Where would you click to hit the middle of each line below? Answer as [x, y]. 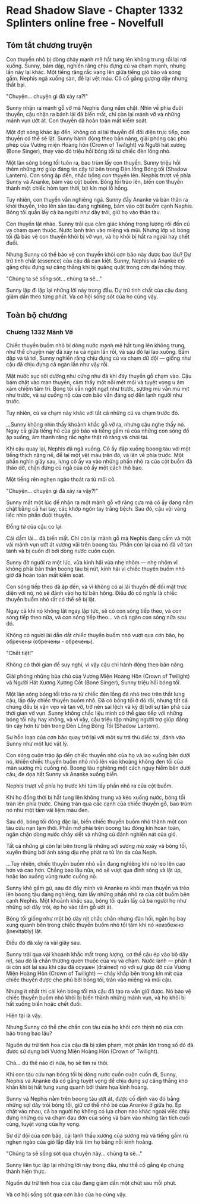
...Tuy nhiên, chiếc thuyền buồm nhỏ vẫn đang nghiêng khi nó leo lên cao [96, 863]
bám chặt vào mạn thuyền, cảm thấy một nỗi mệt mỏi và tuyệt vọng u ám [95, 382]
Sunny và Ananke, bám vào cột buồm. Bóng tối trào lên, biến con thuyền [95, 182]
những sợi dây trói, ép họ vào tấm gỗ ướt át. [59, 907]
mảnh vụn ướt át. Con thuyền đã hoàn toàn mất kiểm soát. [77, 121]
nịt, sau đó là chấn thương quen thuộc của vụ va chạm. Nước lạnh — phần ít [99, 961]
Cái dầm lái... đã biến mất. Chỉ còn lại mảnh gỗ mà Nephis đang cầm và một [99, 538]
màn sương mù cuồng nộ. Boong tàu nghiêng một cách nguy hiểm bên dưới [99, 768]
